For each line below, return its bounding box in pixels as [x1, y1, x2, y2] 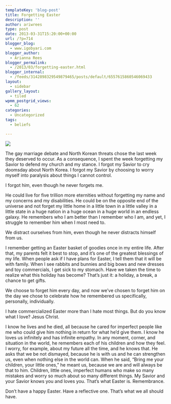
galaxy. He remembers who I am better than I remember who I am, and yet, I [5, 214, 166, 220]
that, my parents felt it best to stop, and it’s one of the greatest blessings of [5, 250, 164, 256]
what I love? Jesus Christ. [5, 314, 60, 320]
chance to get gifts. [5, 277, 47, 283]
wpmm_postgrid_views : [5, 98, 52, 103]
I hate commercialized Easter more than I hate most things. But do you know [5, 308, 166, 314]
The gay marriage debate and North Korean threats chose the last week [5, 150, 157, 157]
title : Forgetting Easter [5, 12, 60, 17]
